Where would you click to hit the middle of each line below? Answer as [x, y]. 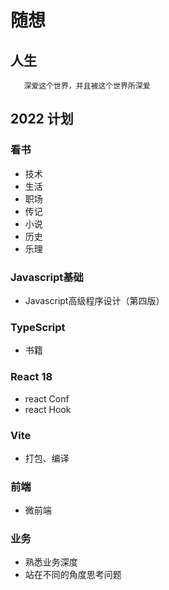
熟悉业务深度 [51, 562]
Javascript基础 [47, 277]
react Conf [47, 398]
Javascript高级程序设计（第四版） [94, 300]
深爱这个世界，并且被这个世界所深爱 [87, 86]
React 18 [31, 377]
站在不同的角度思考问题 [73, 575]
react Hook [48, 409]
